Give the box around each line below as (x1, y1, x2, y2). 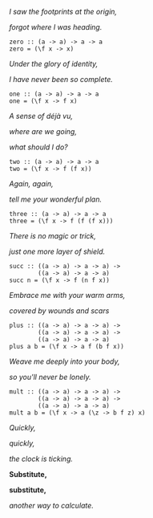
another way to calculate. (9, 501, 95, 510)
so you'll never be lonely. (9, 373, 91, 381)
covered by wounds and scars (9, 306, 110, 316)
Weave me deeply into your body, (9, 357, 120, 366)
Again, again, (9, 179, 54, 188)
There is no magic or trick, (9, 231, 97, 240)
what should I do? (9, 142, 68, 152)
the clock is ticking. (9, 454, 73, 463)
